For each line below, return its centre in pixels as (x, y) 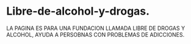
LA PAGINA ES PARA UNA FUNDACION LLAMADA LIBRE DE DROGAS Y (95, 28)
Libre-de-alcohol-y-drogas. (78, 11)
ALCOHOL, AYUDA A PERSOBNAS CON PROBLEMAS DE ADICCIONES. (95, 34)
